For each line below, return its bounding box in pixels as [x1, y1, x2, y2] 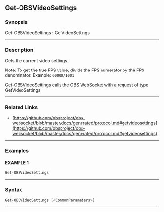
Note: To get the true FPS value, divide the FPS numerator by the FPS [5, 67, 145, 73]
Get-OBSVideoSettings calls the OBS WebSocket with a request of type [5, 82, 149, 88]
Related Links [5, 104, 38, 111]
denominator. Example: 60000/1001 [5, 72, 75, 78]
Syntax [5, 187, 22, 193]
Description [5, 47, 34, 53]
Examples [5, 147, 29, 154]
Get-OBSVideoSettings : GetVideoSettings [5, 29, 90, 36]
